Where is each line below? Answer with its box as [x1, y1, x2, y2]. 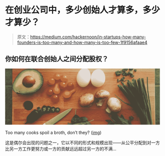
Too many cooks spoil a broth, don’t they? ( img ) [5, 130, 102, 135]
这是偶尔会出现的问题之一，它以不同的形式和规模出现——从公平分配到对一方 [5, 140, 160, 146]
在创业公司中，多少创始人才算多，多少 [5, 4, 161, 16]
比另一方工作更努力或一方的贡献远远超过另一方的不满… [5, 146, 117, 152]
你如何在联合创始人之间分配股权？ [5, 55, 109, 63]
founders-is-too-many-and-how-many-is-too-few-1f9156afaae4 [17, 39, 148, 45]
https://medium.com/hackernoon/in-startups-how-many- [30, 34, 146, 40]
